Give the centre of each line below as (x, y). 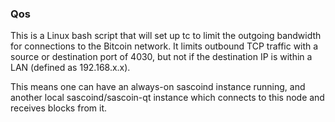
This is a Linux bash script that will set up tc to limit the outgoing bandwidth (166, 36)
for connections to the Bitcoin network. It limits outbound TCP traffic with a (164, 46)
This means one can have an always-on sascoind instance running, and (158, 87)
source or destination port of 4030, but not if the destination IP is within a (161, 57)
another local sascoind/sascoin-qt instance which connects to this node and (167, 98)
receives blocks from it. (59, 108)
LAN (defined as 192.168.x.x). (70, 68)
